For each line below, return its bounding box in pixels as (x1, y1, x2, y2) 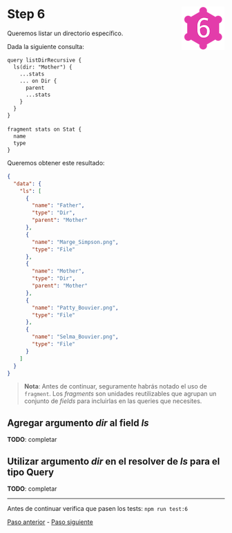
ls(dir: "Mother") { (13, 64, 72, 71)
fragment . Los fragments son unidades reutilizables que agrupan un (23, 390, 217, 398)
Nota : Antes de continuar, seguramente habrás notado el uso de (23, 382, 207, 391)
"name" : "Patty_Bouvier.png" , (32, 304, 119, 311)
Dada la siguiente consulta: (7, 42, 85, 50)
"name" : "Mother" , (32, 268, 85, 275)
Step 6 (7, 6, 46, 22)
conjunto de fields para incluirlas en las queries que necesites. (23, 397, 202, 405)
